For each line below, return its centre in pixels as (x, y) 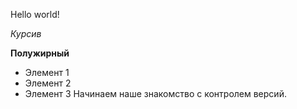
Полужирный (40, 53)
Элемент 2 (48, 83)
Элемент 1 (47, 72)
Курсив (26, 33)
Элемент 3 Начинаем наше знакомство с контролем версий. (155, 93)
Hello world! (35, 14)
